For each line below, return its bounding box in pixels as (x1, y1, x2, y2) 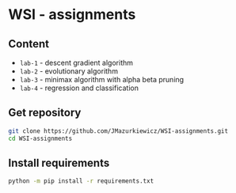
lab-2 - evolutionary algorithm (19, 66, 119, 76)
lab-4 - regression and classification (19, 83, 139, 93)
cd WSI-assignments (8, 134, 73, 142)
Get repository (8, 106, 82, 119)
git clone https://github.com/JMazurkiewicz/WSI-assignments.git (8, 127, 228, 135)
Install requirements (8, 156, 110, 169)
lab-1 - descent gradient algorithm (19, 58, 133, 67)
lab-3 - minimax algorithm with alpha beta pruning (19, 75, 185, 84)
